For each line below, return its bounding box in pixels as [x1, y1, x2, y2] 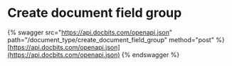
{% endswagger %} [121, 51, 180, 59]
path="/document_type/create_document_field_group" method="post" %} [7, 35, 226, 44]
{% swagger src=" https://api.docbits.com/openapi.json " [7, 28, 173, 37]
